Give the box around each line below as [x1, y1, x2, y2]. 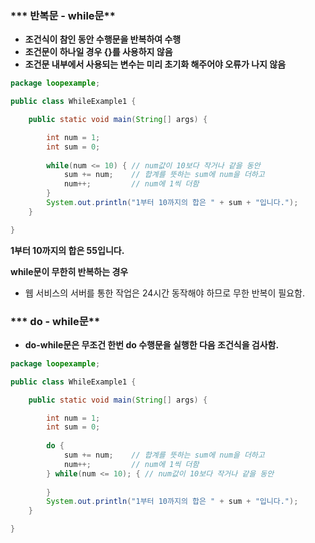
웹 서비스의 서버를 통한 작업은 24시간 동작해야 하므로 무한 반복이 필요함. [24, 287, 305, 299]
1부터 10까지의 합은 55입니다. [10, 244, 125, 256]
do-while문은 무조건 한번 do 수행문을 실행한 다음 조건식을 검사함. [24, 338, 280, 351]
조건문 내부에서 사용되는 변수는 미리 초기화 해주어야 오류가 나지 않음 [24, 58, 287, 71]
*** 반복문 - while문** [10, 8, 116, 22]
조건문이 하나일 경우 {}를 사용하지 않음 [24, 46, 173, 58]
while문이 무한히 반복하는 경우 [10, 265, 129, 277]
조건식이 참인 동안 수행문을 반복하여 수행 [24, 33, 182, 46]
